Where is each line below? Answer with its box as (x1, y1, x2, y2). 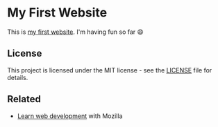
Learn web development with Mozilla (17, 112, 123, 120)
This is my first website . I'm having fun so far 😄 (7, 28, 144, 36)
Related (7, 93, 42, 105)
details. (7, 73, 28, 81)
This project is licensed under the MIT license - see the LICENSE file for (7, 66, 212, 74)
